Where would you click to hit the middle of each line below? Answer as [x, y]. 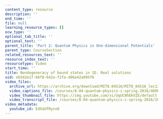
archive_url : [23, 86]
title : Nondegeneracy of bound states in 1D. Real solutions [68, 73]
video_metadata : [21, 104]
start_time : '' [20, 68]
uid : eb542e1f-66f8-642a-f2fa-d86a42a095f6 [50, 77]
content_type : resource [29, 9]
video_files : [18, 82]
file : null [16, 23]
